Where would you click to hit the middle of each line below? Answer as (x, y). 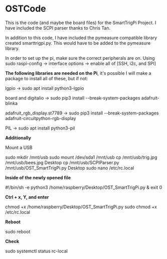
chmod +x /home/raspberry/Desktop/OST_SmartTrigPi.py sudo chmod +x (81, 207)
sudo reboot (18, 231)
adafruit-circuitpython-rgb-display (41, 118)
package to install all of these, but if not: (47, 78)
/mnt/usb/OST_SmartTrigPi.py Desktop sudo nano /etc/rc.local (70, 168)
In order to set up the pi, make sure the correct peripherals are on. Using (80, 58)
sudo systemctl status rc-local (36, 251)
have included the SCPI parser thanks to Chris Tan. (58, 28)
